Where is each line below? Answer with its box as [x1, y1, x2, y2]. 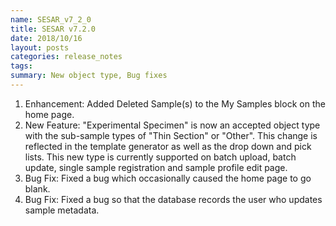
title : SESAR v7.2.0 [10, 24, 97, 34]
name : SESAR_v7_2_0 [10, 14, 92, 25]
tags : [10, 61, 33, 71]
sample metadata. [24, 204, 100, 216]
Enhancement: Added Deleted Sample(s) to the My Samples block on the [24, 97, 326, 110]
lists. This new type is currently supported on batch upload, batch [24, 151, 297, 163]
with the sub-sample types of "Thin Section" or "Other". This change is [24, 129, 318, 141]
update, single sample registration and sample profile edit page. [24, 161, 288, 173]
